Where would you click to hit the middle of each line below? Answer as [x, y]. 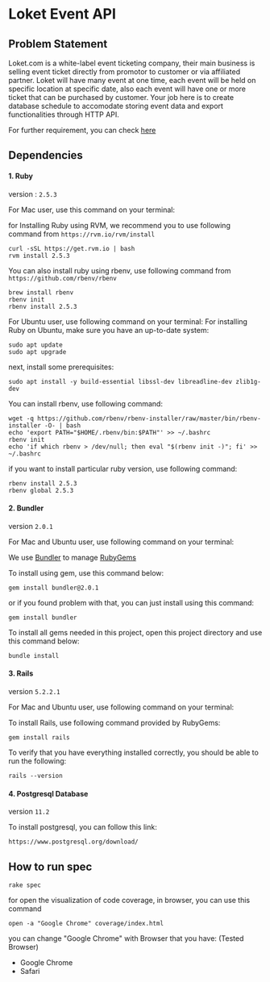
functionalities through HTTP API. [64, 114]
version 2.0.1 [31, 526]
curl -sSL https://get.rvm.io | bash [72, 248]
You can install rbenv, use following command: [86, 403]
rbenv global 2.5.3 [41, 490]
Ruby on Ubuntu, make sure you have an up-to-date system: [109, 330]
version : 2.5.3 [33, 193]
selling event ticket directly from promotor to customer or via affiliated [124, 72]
